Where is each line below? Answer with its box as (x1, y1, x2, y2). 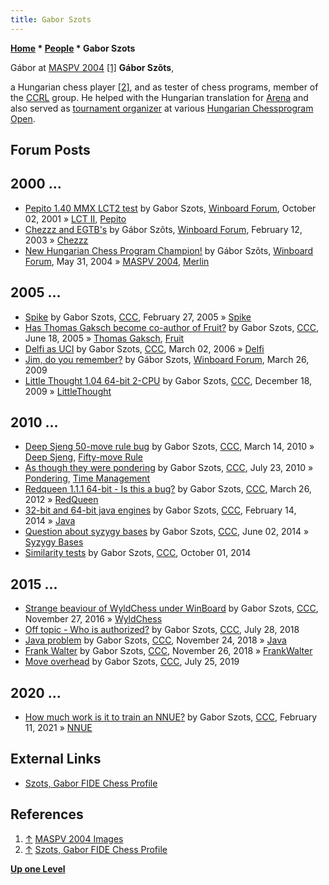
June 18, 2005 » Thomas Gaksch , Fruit (24, 332, 185, 344)
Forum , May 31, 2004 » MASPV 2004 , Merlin (24, 255, 210, 267)
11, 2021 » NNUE (24, 722, 93, 734)
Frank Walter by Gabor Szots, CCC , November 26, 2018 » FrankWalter (24, 645, 313, 657)
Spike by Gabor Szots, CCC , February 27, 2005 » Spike (24, 311, 252, 323)
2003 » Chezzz (24, 234, 89, 246)
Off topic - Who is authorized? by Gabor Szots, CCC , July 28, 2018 (24, 624, 300, 636)
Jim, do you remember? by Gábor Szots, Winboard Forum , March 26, (24, 353, 310, 365)
